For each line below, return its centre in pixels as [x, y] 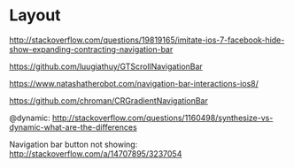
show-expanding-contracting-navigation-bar [91, 49]
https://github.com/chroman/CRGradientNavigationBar [108, 100]
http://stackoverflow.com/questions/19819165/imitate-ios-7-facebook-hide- [147, 40]
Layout [35, 15]
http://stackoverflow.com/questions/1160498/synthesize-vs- [162, 118]
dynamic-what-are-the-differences [73, 127]
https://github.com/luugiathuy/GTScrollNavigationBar [106, 66]
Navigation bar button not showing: [73, 144]
